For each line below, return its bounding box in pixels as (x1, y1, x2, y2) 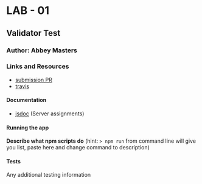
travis (15, 83, 29, 90)
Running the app (6, 124, 49, 131)
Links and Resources (6, 62, 69, 70)
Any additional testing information (6, 171, 91, 179)
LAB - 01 (6, 4, 50, 18)
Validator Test (6, 28, 61, 38)
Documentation (6, 97, 47, 104)
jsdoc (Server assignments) (15, 110, 85, 117)
